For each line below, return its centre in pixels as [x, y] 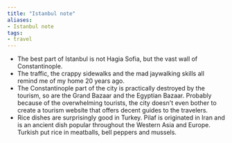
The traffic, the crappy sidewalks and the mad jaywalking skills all [110, 74]
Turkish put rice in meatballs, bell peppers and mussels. [97, 133]
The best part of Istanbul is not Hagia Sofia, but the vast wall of [107, 59]
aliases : [20, 20]
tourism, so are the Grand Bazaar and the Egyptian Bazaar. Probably [114, 96]
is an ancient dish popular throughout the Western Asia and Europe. [114, 125]
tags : [15, 33]
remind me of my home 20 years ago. [71, 81]
